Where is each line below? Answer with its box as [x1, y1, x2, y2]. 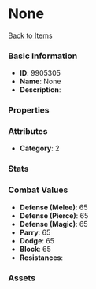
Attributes [8, 126, 48, 137]
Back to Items [8, 31, 53, 40]
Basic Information [8, 50, 78, 61]
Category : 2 [19, 143, 60, 154]
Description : [19, 85, 61, 94]
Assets [8, 272, 36, 283]
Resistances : [19, 253, 64, 262]
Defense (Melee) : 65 [19, 202, 88, 212]
